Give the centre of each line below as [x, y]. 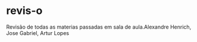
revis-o [24, 11]
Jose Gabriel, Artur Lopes [38, 33]
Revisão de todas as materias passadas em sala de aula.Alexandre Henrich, [99, 27]
